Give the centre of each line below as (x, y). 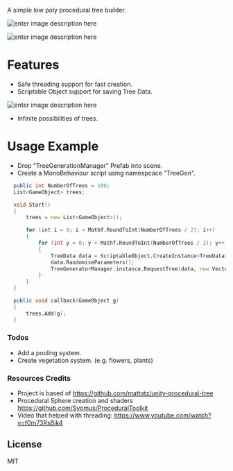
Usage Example (53, 147)
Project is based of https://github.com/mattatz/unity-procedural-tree (115, 393)
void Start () (32, 205)
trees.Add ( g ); (46, 314)
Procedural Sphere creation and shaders (75, 401)
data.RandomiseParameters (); (93, 262)
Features (33, 65)
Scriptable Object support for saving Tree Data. (85, 91)
